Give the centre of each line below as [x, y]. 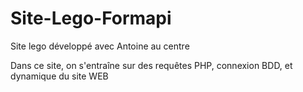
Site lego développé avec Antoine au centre [100, 46]
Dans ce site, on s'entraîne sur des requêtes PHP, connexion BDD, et [151, 65]
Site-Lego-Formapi [91, 18]
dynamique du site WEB [59, 76]
